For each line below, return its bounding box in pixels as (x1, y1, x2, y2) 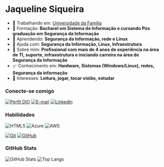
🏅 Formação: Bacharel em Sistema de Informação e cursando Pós (12, 25, 151, 31)
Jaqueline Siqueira (5, 3, 84, 15)
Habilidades (5, 111, 35, 118)
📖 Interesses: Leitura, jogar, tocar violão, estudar (12, 75, 115, 81)
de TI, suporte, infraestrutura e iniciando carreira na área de (12, 51, 140, 58)
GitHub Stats (5, 145, 37, 152)
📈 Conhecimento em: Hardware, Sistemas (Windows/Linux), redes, (12, 62, 155, 68)
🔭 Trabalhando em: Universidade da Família (12, 20, 102, 26)
